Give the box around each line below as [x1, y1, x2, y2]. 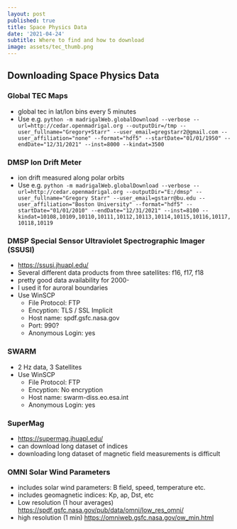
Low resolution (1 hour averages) [17, 498, 114, 507]
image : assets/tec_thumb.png [7, 43, 94, 50]
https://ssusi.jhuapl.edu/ [17, 261, 89, 270]
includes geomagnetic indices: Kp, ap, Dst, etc [17, 491, 154, 499]
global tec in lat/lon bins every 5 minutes [17, 107, 137, 116]
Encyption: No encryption [28, 385, 103, 394]
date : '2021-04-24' [7, 30, 65, 38]
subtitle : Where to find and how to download [7, 37, 144, 44]
